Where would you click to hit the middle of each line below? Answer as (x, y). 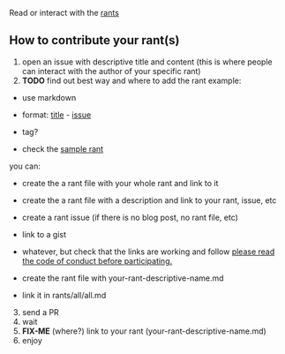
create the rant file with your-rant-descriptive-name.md (123, 278)
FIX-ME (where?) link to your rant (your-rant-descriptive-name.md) (144, 331)
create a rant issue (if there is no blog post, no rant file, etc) (130, 217)
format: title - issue (56, 115)
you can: (25, 166)
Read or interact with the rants (64, 13)
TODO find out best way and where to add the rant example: (131, 80)
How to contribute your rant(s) (94, 40)
